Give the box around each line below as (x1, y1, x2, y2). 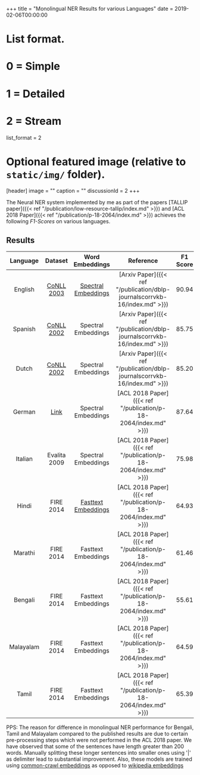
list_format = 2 (6, 134, 42, 141)
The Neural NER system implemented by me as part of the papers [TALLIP (6, 199, 188, 206)
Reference (127, 257, 158, 265)
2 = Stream (6, 114, 61, 128)
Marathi (13, 549, 35, 557)
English (14, 285, 35, 294)
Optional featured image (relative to (6, 155, 186, 168)
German (12, 408, 36, 416)
